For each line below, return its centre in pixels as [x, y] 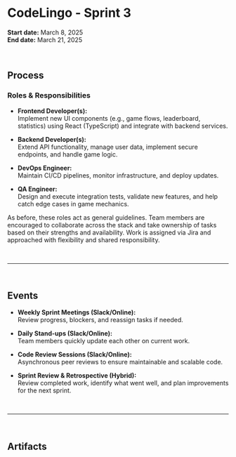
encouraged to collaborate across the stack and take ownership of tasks [112, 225]
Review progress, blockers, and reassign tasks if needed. [100, 320]
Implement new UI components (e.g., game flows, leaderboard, [109, 118]
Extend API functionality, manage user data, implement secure [107, 147]
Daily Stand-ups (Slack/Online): [65, 333]
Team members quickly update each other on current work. [104, 341]
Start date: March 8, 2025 [45, 32]
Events [23, 296]
